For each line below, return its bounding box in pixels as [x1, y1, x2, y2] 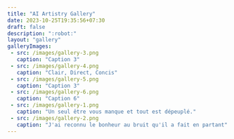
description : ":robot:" [7, 29, 77, 37]
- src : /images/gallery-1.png [10, 102, 99, 109]
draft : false [7, 23, 46, 30]
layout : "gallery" [7, 37, 61, 44]
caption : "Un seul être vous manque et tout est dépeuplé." [16, 108, 197, 115]
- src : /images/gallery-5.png [10, 75, 99, 83]
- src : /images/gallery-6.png [10, 88, 99, 95]
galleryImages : [7, 43, 52, 50]
